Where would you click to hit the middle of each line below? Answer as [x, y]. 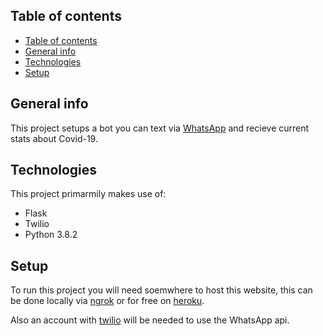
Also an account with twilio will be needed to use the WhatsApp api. [150, 320]
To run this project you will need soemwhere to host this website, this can [161, 290]
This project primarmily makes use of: [88, 194]
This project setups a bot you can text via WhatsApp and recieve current [160, 128]
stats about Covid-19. [54, 138]
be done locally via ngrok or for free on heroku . [107, 301]
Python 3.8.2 [51, 235]
